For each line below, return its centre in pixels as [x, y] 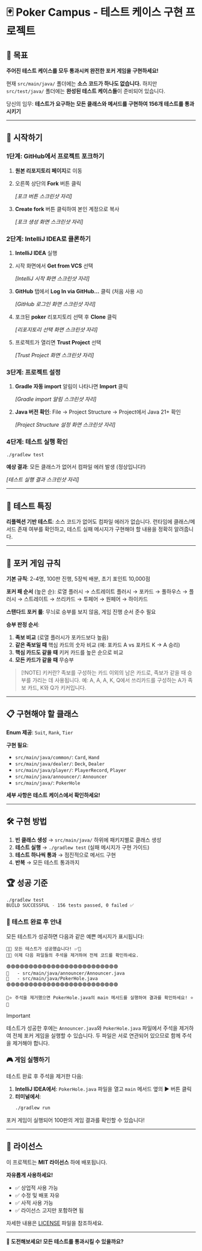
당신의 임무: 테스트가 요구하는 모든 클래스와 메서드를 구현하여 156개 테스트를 [95, 104]
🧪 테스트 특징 [29, 506]
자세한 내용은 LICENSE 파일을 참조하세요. [55, 1223]
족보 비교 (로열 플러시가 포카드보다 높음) [62, 637]
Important [18, 1015]
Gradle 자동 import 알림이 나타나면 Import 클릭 [71, 387]
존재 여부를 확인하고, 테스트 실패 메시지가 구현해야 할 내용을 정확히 [95, 529]
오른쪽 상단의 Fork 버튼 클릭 [48, 183]
